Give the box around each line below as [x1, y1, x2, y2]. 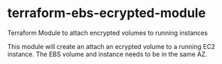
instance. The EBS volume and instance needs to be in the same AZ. [7, 50, 208, 58]
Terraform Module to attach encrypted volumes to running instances [7, 28, 208, 37]
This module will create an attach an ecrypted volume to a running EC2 [7, 42, 216, 50]
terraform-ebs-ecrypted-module [7, 5, 206, 21]
